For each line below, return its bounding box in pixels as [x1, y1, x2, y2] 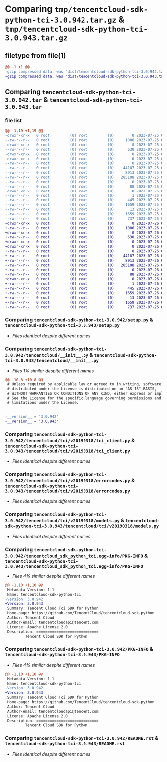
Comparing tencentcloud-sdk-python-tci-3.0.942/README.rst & [5, 735, 159, 742]
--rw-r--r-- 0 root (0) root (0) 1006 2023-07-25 [5, 138, 159, 143]
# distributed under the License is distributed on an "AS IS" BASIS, [7, 386, 157, 391]
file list [5, 117, 22, 124]
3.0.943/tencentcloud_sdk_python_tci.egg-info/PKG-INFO [5, 563, 143, 569]
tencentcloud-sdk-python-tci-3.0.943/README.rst [5, 741, 125, 747]
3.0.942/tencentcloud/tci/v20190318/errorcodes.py [5, 478, 130, 483]
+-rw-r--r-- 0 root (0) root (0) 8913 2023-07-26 [5, 258, 159, 263]
